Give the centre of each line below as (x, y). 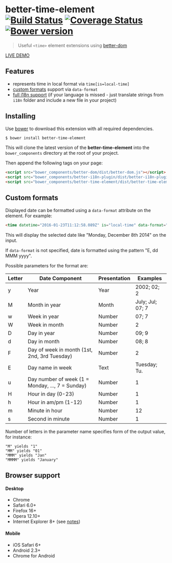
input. (12, 240)
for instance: (19, 437)
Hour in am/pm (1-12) (55, 402)
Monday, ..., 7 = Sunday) (57, 385)
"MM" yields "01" (24, 451)
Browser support (33, 476)
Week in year (44, 316)
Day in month (44, 341)
